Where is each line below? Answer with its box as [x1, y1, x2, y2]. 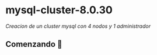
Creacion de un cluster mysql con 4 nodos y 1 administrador [5, 23, 151, 30]
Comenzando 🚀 [5, 39, 62, 49]
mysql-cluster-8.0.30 [5, 3, 113, 17]
